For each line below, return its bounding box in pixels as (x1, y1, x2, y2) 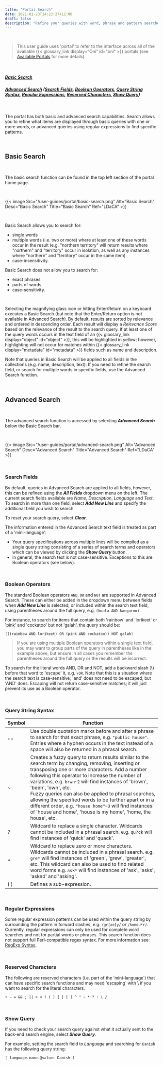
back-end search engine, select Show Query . (5, 1031, 96, 1037)
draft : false (5, 16, 32, 21)
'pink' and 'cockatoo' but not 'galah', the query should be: (5, 622, 120, 628)
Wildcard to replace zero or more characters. (30, 842, 132, 849)
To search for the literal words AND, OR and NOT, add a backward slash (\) (5, 665, 154, 670)
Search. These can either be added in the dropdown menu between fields (5, 597, 153, 603)
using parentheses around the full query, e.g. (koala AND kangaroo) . (5, 607, 141, 613)
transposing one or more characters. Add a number (30, 766, 147, 773)
